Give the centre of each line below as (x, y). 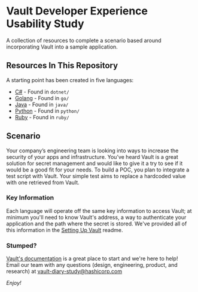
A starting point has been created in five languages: (70, 80)
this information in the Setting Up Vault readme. (65, 230)
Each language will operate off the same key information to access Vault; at (99, 210)
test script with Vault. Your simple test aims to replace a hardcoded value (96, 176)
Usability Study (45, 24)
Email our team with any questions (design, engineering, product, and (92, 265)
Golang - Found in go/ (42, 98)
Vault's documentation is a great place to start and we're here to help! (92, 258)
